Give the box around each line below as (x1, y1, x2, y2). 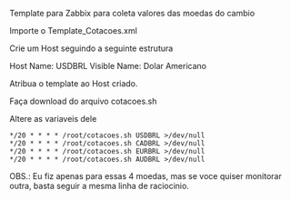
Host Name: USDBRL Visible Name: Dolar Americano (9, 61, 207, 71)
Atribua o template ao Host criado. (9, 78, 138, 89)
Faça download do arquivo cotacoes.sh (9, 95, 157, 106)
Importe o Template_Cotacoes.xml (9, 25, 138, 35)
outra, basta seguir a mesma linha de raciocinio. (9, 181, 189, 191)
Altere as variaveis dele (9, 114, 97, 124)
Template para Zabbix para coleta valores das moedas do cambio (9, 8, 256, 18)
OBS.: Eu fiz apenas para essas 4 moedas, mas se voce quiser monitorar (9, 171, 282, 181)
